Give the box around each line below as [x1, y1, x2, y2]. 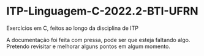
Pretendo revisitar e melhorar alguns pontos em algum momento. [6, 43, 170, 50]
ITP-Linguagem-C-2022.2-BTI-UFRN [6, 4, 198, 18]
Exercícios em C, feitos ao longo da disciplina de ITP [6, 24, 139, 32]
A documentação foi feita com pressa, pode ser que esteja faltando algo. [6, 36, 191, 43]
